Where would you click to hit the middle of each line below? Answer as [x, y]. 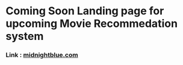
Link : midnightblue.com [42, 55]
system [25, 36]
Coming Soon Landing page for [85, 11]
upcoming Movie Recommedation [92, 24]
